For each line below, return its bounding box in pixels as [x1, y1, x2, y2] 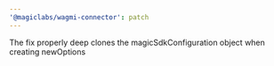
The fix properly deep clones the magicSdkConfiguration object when [9, 37, 265, 48]
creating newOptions [9, 46, 86, 57]
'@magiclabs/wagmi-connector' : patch [9, 12, 149, 22]
